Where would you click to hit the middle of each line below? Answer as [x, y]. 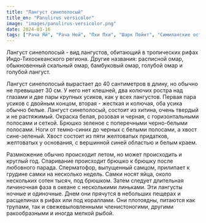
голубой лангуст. [29, 72]
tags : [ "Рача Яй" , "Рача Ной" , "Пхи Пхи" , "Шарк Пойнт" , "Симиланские [98, 35]
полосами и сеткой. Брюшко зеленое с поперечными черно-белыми [97, 123]
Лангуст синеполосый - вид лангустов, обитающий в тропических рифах [102, 52]
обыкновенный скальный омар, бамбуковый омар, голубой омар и [94, 66]
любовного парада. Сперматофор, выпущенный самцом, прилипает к [98, 168]
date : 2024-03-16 [29, 29]
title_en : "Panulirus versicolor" [51, 18]
